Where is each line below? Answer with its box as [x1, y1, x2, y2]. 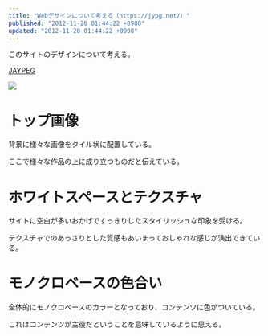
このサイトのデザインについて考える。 [8, 50, 135, 59]
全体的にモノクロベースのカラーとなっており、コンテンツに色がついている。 [8, 302, 260, 312]
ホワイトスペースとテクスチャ [8, 188, 203, 206]
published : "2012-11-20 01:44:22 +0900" [8, 19, 146, 27]
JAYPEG [8, 66, 36, 76]
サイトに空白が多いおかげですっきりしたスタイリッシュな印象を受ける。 [8, 216, 247, 226]
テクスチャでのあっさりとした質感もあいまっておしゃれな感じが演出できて [8, 233, 254, 243]
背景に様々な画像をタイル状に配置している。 [8, 140, 156, 150]
